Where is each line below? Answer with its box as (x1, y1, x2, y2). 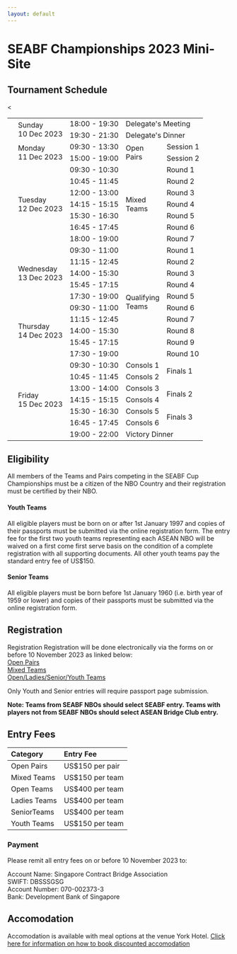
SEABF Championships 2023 (7, 40, 180, 57)
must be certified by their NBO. (7, 487, 98, 495)
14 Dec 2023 (18, 330, 63, 340)
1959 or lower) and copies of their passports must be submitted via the (7, 596, 214, 604)
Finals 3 (166, 412, 193, 422)
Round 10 (166, 348, 200, 358)
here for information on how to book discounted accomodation (7, 939, 190, 948)
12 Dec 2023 (18, 203, 63, 213)
